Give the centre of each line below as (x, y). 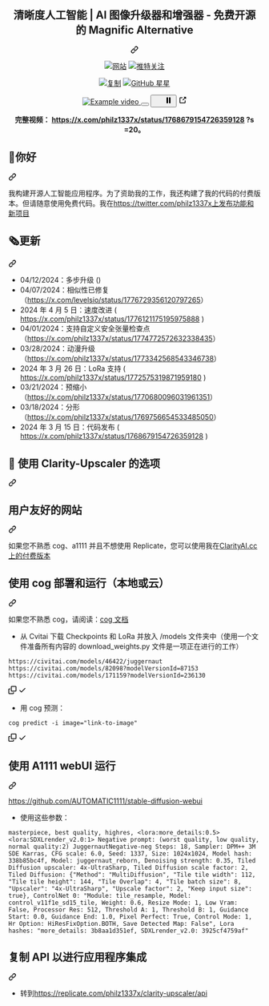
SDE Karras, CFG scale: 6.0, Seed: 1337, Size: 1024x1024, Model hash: (130, 853)
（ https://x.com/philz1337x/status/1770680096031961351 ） (118, 397)
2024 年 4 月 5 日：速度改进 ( (68, 310)
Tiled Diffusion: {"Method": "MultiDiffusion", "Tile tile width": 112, (132, 875)
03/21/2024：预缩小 (53, 387)
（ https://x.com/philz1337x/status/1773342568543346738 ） (120, 359)
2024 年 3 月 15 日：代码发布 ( (70, 427)
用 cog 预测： (42, 707)
